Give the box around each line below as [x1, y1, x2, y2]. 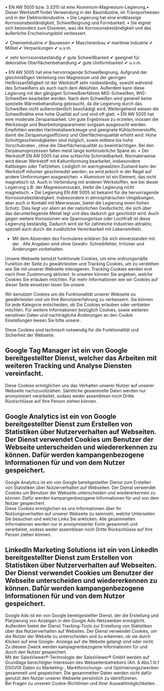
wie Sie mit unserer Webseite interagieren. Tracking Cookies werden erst [5, 266, 152, 272]
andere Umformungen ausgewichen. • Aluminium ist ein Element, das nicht [5, 174, 157, 180]
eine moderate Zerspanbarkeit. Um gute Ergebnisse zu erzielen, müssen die [5, 117, 159, 122]
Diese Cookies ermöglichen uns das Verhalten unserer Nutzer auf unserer [5, 382, 154, 388]
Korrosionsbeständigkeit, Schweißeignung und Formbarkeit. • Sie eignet [5, 20, 151, 26]
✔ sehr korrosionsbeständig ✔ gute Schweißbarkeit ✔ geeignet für [5, 55, 140, 60]
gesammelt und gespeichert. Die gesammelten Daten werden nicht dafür [5, 670, 152, 676]
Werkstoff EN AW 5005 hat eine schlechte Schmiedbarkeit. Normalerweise [5, 153, 156, 159]
